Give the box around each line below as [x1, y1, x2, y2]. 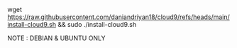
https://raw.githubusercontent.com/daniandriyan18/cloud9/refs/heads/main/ [7, 13, 231, 21]
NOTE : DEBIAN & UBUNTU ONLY [7, 34, 106, 42]
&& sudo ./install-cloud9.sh [57, 20, 137, 28]
